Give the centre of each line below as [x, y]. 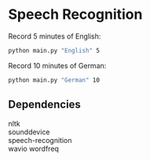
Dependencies [44, 105]
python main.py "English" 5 [54, 50]
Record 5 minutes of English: [55, 36]
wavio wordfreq [33, 148]
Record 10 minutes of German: [57, 65]
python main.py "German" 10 [54, 80]
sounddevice [29, 132]
